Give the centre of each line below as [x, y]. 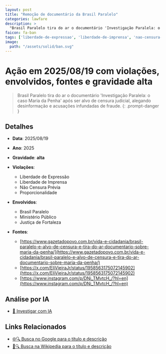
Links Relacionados [36, 327]
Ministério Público [38, 217]
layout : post [19, 10]
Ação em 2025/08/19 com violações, [82, 71]
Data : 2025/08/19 [30, 139]
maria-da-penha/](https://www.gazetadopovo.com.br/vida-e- [83, 252]
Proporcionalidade [38, 193]
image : [12, 42]
